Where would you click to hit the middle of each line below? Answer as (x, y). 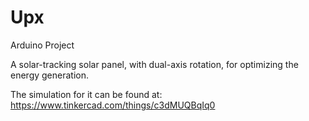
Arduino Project (42, 45)
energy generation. (50, 75)
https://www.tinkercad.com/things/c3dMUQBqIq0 (113, 105)
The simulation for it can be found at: (86, 94)
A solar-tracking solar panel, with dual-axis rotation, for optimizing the (154, 64)
